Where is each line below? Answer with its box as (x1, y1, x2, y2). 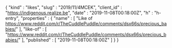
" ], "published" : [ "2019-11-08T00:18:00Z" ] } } (18, 37, 119, 43)
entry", (5, 15, 20, 21)
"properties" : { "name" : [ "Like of (20, 15, 93, 21)
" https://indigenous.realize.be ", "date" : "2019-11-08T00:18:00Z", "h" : (5, 10, 153, 16)
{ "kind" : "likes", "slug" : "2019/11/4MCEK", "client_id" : (5, 5, 122, 10)
